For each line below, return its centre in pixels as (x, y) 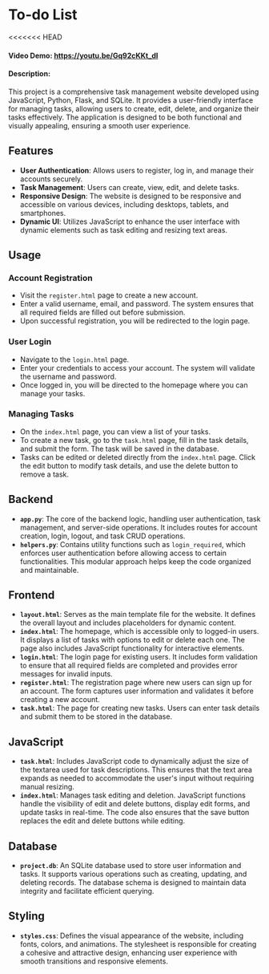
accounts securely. (51, 179)
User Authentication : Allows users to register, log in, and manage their (137, 170)
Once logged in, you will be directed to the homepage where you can (134, 385)
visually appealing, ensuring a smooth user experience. (99, 125)
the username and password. (68, 376)
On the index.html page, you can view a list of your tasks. (115, 432)
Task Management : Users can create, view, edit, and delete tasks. (129, 187)
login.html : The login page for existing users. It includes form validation (139, 657)
